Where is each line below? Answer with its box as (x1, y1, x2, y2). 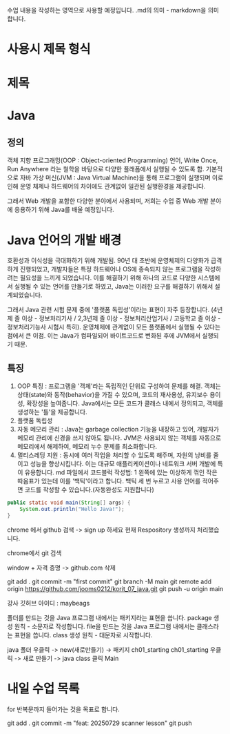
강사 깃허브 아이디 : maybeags (7, 599, 90, 607)
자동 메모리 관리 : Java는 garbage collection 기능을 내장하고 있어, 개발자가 (17, 425, 220, 434)
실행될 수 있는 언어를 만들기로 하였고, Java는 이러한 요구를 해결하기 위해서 (14, 282, 213, 291)
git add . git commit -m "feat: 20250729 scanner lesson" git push (7, 719, 192, 727)
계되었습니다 (7, 291, 41, 299)
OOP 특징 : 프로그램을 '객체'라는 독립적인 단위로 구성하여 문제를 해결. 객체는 (17, 382, 222, 390)
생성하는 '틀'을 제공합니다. (17, 408, 87, 416)
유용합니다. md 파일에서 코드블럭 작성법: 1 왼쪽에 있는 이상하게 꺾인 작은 (24, 468, 218, 476)
